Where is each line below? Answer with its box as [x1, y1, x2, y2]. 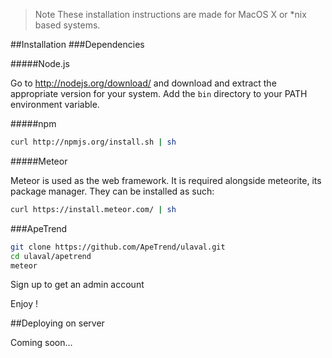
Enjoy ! [10, 298, 39, 310]
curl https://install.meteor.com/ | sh [10, 204, 177, 214]
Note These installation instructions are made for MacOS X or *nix [34, 9, 307, 20]
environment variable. [10, 99, 100, 110]
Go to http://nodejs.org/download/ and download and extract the [10, 77, 277, 89]
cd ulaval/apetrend [10, 251, 92, 261]
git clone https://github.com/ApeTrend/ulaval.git [10, 242, 226, 252]
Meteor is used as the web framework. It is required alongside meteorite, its [10, 174, 322, 186]
